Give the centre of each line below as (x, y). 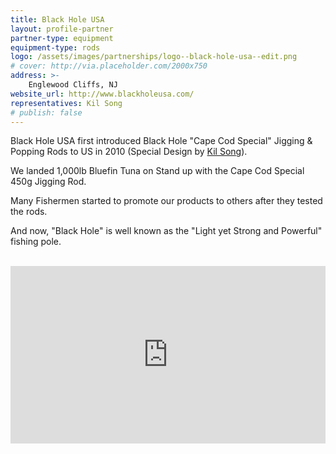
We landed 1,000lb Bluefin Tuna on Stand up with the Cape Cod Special (157, 171)
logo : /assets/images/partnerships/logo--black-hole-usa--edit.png (154, 57)
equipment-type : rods (55, 47)
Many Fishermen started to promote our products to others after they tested (166, 201)
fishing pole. (36, 242)
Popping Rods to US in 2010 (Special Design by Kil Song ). (129, 152)
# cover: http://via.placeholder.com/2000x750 (109, 66)
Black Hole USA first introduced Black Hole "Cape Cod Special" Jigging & (161, 141)
